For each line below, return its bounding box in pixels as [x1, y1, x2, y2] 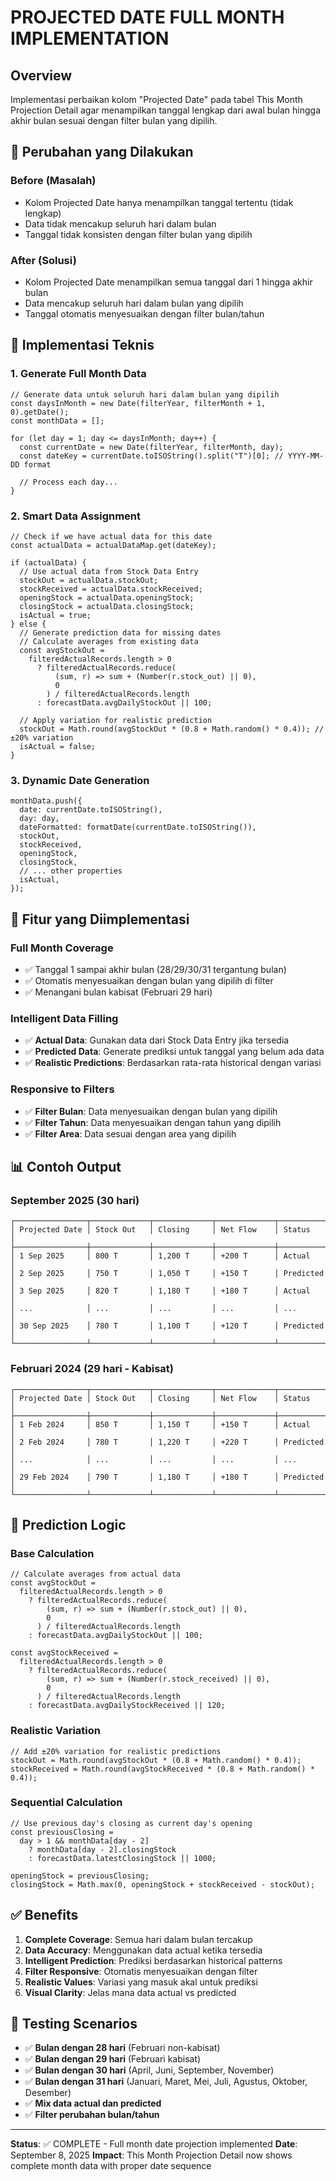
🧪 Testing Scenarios [10, 2016, 138, 2033]
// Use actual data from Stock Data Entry [19, 566, 199, 576]
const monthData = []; [10, 416, 105, 426]
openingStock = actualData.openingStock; [19, 592, 195, 603]
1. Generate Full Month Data [10, 367, 147, 381]
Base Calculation [10, 1546, 95, 1560]
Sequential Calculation [10, 1796, 123, 1810]
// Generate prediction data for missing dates [19, 627, 222, 638]
